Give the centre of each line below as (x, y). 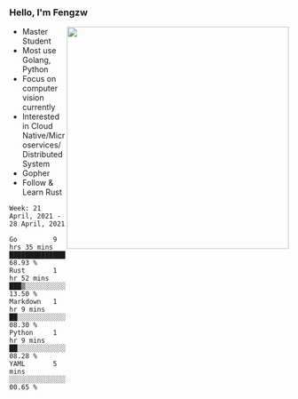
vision (33, 98)
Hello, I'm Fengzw (49, 12)
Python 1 (33, 333)
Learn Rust (42, 192)
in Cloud (37, 126)
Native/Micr (43, 136)
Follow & (38, 183)
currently (39, 108)
